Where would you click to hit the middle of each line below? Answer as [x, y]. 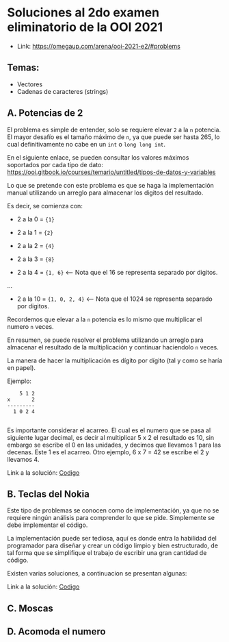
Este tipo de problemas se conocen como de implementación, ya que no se [113, 510]
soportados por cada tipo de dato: [55, 164]
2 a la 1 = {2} [35, 232]
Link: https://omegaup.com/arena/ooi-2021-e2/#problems [99, 46]
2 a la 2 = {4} [36, 245]
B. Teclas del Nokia [49, 494]
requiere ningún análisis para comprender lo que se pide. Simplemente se [111, 518]
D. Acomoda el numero [56, 632]
